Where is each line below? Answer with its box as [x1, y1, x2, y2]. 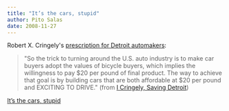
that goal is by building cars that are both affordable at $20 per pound [23, 76, 221, 84]
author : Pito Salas [7, 16, 63, 23]
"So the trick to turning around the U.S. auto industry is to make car [23, 54, 215, 63]
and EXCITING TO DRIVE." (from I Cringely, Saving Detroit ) [23, 83, 189, 92]
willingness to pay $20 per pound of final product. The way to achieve [23, 69, 223, 77]
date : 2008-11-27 [7, 22, 57, 29]
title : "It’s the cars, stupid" [7, 10, 99, 17]
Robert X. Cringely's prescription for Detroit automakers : [7, 42, 167, 50]
